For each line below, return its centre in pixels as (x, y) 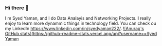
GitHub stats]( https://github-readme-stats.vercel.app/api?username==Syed (81, 34)
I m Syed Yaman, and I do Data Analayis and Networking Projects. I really (78, 18)
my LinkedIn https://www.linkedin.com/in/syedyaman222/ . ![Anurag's (75, 29)
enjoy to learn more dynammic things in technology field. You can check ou (81, 23)
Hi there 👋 (17, 8)
